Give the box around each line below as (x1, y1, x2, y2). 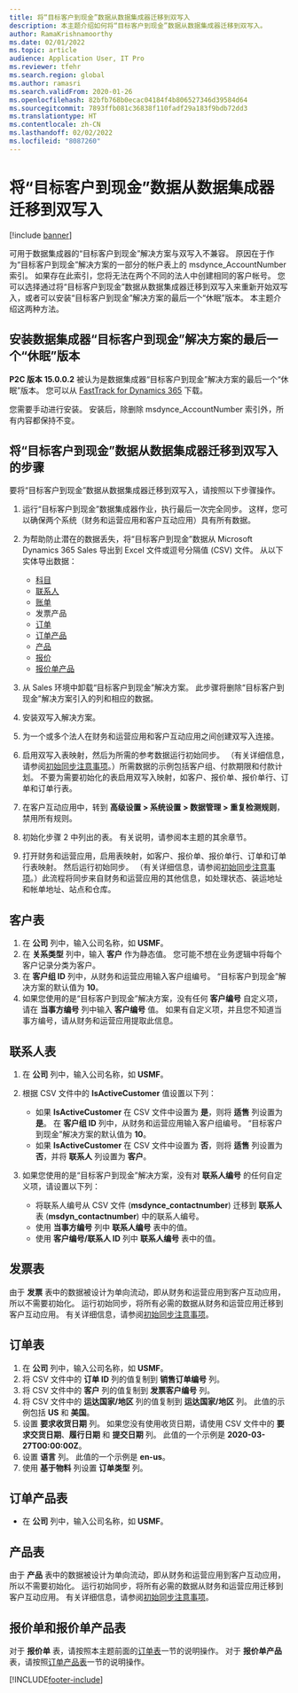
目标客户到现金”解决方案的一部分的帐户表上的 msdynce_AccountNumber (20, 259, 286, 270)
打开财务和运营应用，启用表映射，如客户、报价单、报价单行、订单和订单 (21, 850, 286, 861)
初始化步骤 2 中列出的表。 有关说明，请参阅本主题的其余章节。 (21, 832, 252, 843)
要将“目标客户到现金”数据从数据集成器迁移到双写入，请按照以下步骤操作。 (9, 485, 281, 496)
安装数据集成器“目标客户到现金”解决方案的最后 (9, 332, 267, 347)
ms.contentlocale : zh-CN (9, 121, 101, 129)
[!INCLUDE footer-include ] (9, 1674, 104, 1685)
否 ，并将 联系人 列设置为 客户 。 (35, 1150, 152, 1162)
